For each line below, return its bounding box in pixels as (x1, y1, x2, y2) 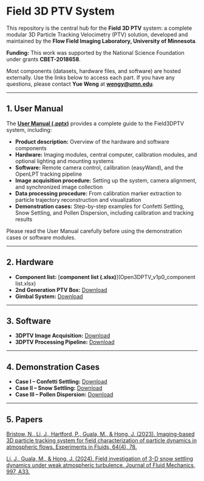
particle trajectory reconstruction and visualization (15, 196, 141, 203)
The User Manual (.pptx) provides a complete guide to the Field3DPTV (6, 120, 184, 127)
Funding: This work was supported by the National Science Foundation (6, 49, 185, 56)
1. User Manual (6, 103, 64, 114)
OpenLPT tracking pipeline (15, 170, 82, 178)
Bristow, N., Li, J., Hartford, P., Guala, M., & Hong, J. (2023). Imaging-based (6, 431, 195, 437)
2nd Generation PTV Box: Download (15, 286, 107, 293)
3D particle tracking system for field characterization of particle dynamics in (6, 437, 197, 444)
